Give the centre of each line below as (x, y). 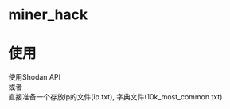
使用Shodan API (35, 77)
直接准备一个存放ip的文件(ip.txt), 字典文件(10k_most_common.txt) (115, 97)
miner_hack (48, 15)
